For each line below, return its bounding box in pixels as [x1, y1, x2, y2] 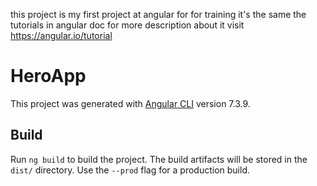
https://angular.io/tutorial [10, 30, 113, 41]
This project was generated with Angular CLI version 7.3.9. [10, 97, 251, 109]
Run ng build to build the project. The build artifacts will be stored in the [10, 153, 308, 165]
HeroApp [10, 65, 87, 88]
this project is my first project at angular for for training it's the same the [10, 9, 307, 20]
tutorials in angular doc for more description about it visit [10, 19, 245, 31]
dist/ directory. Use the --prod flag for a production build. [10, 164, 250, 176]
